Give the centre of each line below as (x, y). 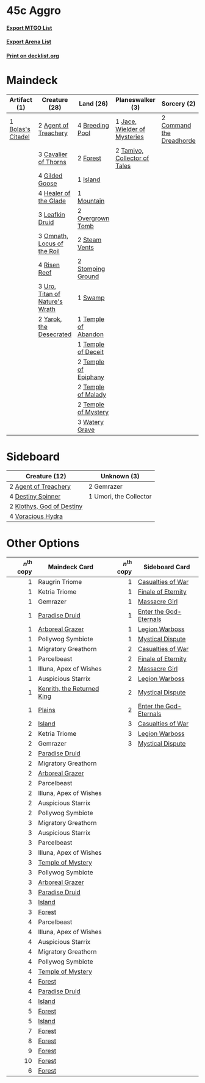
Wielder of (130, 129)
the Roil (49, 251)
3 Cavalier (53, 154)
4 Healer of (54, 193)
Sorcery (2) (178, 103)
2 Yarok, (50, 319)
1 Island (89, 179)
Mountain (91, 201)
